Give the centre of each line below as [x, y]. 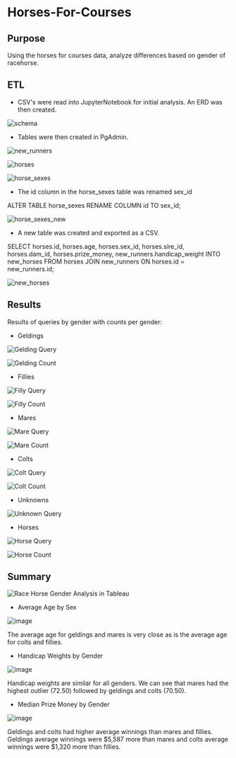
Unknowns [33, 499]
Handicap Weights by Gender [60, 656]
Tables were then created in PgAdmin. [73, 137]
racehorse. [23, 63]
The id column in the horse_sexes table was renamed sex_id [105, 191]
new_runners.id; [31, 268]
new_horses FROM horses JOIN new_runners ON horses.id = [96, 261]
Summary [29, 577]
